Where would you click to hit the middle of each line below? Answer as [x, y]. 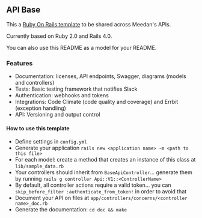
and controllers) [35, 83]
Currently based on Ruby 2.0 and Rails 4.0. [59, 36]
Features [20, 63]
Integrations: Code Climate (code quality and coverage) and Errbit [96, 102]
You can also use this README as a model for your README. [81, 47]
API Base [23, 10]
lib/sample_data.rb [39, 167]
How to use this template [38, 128]
